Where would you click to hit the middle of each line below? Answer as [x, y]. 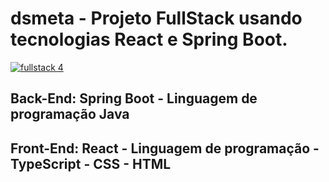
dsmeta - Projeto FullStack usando [156, 18]
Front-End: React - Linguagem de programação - [165, 148]
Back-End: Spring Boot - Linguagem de [134, 98]
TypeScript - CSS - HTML [91, 163]
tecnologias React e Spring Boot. [149, 39]
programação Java [70, 114]
